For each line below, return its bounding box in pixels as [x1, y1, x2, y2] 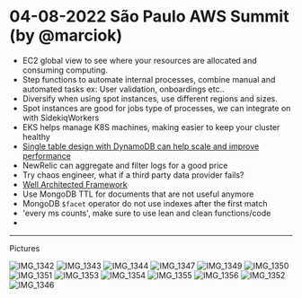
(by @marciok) [9, 25, 123, 46]
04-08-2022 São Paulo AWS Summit [9, 6, 289, 27]
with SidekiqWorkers [22, 112, 100, 123]
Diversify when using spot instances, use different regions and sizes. [22, 92, 279, 104]
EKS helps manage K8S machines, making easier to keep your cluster [22, 121, 280, 132]
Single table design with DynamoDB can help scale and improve [22, 141, 260, 152]
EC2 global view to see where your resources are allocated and [22, 55, 258, 66]
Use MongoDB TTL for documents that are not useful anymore [22, 188, 254, 199]
